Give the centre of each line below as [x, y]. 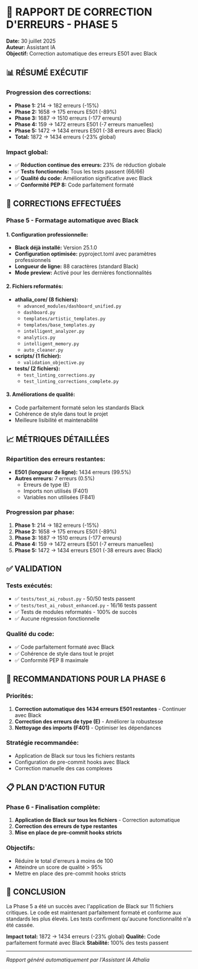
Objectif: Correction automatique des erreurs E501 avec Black [82, 53]
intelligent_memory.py [51, 344]
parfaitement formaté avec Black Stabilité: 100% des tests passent [88, 942]
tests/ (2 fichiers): [37, 368]
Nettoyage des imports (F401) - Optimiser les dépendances [88, 728]
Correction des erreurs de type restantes [66, 826]
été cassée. [20, 925]
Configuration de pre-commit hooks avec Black [72, 762]
